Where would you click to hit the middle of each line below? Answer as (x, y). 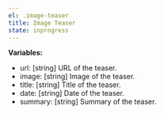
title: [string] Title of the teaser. (70, 85)
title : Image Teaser (42, 23)
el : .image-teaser (38, 15)
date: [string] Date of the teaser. (72, 93)
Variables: (25, 53)
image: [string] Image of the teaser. (77, 77)
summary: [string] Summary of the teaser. (88, 102)
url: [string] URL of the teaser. (68, 68)
